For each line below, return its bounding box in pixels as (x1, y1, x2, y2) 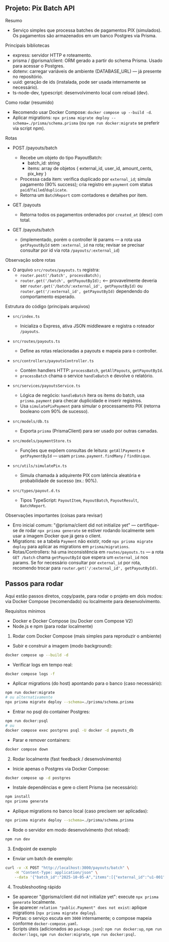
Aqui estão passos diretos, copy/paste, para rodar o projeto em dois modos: (5, 593, 163, 599)
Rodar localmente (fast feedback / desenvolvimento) (12, 756, 122, 762)
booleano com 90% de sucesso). (20, 408, 89, 414)
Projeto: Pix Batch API (5, 4, 75, 13)
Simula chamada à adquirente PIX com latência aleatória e (20, 472, 141, 478)
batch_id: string (27, 160, 60, 166)
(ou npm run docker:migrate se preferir (79, 120, 160, 126)
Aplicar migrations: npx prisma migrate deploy (12, 114, 110, 121)
